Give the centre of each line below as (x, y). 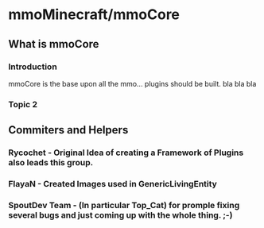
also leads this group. (51, 163)
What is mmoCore (54, 44)
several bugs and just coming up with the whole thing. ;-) (120, 214)
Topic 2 (23, 104)
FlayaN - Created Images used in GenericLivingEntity (113, 184)
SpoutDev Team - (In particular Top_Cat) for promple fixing (124, 205)
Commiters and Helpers (68, 130)
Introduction (33, 67)
